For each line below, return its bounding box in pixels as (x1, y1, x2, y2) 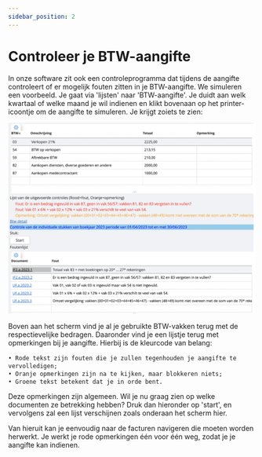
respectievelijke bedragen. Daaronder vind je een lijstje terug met (8, 330, 219, 339)
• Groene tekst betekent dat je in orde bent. (8, 378, 163, 386)
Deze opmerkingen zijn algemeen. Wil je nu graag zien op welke (8, 391, 216, 400)
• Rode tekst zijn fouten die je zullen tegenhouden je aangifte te (8, 354, 237, 362)
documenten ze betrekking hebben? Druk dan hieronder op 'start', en (8, 400, 232, 409)
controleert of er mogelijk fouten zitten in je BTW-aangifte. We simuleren (8, 82, 242, 91)
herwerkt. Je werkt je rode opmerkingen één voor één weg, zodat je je (8, 432, 236, 441)
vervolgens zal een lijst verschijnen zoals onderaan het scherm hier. (8, 408, 227, 418)
